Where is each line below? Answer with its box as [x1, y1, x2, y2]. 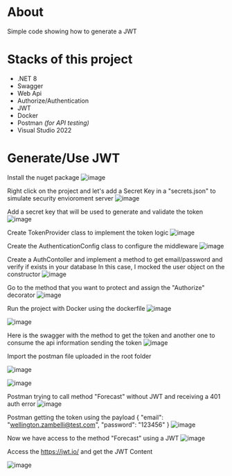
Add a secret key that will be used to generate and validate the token [7, 207, 203, 216]
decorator [7, 291, 36, 299]
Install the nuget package [7, 173, 80, 181]
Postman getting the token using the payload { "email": [7, 413, 164, 421]
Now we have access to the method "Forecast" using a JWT [7, 434, 179, 442]
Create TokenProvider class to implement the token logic [7, 228, 169, 237]
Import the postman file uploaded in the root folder [7, 352, 152, 360]
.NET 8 [17, 74, 37, 83]
